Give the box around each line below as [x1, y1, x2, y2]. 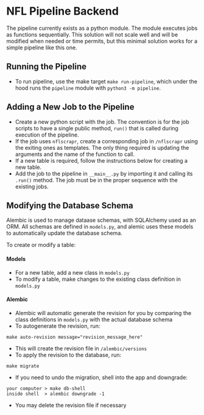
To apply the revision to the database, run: [15, 351, 122, 358]
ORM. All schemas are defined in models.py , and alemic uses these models [6, 223, 194, 230]
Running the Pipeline [6, 62, 87, 72]
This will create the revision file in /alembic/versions [15, 344, 147, 352]
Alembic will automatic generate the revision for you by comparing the [15, 309, 192, 316]
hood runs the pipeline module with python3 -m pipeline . [15, 84, 161, 91]
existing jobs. [15, 183, 49, 190]
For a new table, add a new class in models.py [15, 269, 130, 276]
